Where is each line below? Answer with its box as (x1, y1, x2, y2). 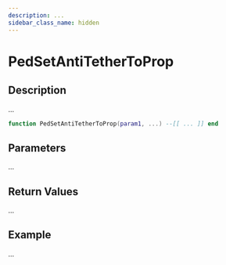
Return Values (8, 185, 79, 198)
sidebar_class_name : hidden (8, 19, 100, 27)
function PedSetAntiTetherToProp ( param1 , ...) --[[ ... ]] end (8, 119, 219, 128)
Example (8, 228, 52, 241)
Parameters (8, 141, 66, 154)
